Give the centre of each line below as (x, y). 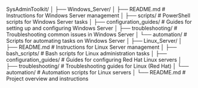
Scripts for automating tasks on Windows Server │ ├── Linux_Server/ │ (94, 41)
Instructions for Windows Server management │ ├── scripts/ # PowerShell (98, 15)
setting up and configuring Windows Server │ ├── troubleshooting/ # (92, 28)
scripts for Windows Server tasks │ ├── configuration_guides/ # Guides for (99, 22)
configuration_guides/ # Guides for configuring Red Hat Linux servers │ (94, 60)
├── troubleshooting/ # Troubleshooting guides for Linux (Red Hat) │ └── (98, 66)
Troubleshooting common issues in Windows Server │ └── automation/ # (97, 34)
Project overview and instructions (47, 78)
